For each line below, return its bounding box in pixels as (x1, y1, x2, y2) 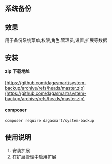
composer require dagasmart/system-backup (5, 118, 94, 123)
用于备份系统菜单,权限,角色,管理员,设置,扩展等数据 (5, 37, 108, 43)
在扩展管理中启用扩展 (12, 154, 56, 160)
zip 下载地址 (5, 68, 30, 74)
